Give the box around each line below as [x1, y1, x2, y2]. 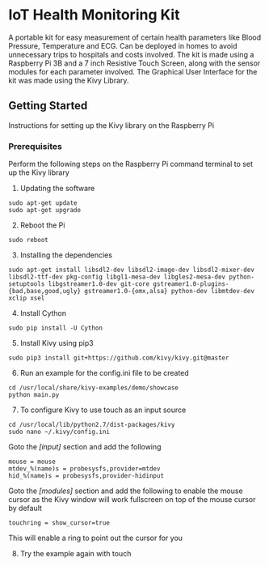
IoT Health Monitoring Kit [8, 6, 180, 24]
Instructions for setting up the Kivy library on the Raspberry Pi [8, 120, 215, 130]
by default [8, 504, 43, 513]
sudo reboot [8, 236, 48, 245]
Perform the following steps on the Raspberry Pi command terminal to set [8, 160, 253, 169]
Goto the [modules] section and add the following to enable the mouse [8, 486, 244, 496]
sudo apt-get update [8, 199, 78, 207]
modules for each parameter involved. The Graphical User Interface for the [8, 66, 258, 76]
